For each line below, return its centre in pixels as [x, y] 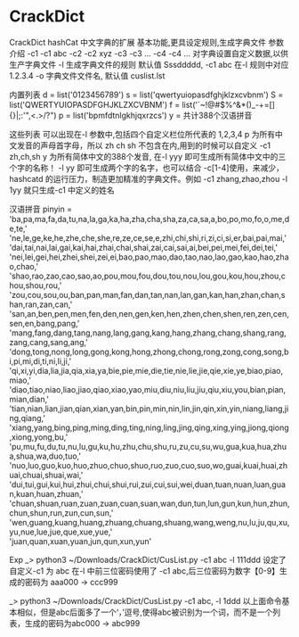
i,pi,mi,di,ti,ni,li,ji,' [40, 361]
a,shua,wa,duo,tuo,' [45, 456]
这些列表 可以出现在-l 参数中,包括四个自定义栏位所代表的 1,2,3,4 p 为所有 [142, 134]
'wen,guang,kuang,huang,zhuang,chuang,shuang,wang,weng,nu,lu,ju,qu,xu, [149, 522]
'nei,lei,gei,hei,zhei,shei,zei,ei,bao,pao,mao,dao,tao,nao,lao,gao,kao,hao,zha [149, 257]
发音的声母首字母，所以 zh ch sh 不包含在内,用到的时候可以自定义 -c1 [144, 145]
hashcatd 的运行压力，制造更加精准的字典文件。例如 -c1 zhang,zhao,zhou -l [148, 178]
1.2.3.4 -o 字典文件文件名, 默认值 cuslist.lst [87, 75]
